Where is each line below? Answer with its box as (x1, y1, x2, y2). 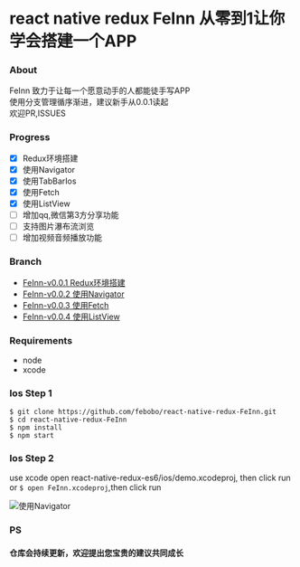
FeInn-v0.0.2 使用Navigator (22, 288, 125, 299)
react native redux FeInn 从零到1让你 (9, 8, 286, 29)
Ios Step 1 (9, 386, 52, 399)
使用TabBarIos (22, 175, 77, 186)
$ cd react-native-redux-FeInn (9, 415, 127, 425)
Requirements (9, 334, 73, 346)
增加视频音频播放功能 (22, 232, 102, 243)
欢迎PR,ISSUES (9, 108, 66, 118)
